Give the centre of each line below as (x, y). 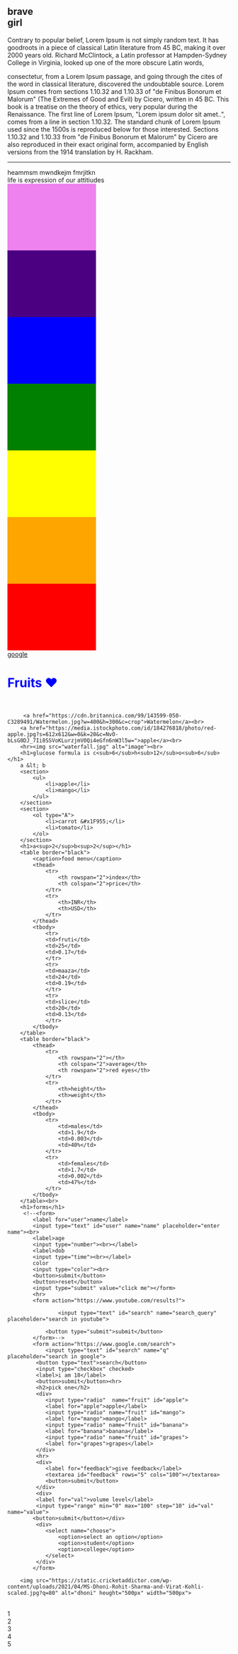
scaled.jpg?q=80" (33, 1593)
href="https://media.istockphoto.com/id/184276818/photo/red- (123, 728)
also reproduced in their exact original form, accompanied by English (108, 144)
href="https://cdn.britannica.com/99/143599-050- (107, 715)
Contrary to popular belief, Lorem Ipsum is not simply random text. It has (113, 40)
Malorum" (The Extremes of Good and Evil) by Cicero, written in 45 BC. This (118, 99)
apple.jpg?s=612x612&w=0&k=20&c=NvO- (63, 734)
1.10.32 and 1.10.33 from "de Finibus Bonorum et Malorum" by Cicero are (113, 137)
